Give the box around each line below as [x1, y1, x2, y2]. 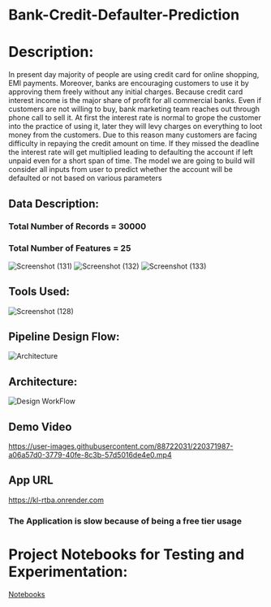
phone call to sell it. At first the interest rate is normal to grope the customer [8, 113, 261, 123]
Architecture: [8, 375, 78, 389]
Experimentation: [8, 562, 128, 581]
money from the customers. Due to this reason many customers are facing [8, 130, 257, 140]
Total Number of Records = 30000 [8, 221, 147, 232]
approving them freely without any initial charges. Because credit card [8, 87, 243, 97]
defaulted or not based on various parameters [8, 173, 162, 183]
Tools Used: [8, 285, 71, 299]
